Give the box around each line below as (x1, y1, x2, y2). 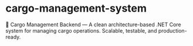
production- (158, 27, 187, 34)
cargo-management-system (5, 2, 147, 15)
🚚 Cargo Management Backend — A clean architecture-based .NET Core (5, 21, 181, 28)
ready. (5, 33, 21, 40)
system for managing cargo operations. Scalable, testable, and (5, 27, 157, 34)
